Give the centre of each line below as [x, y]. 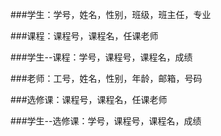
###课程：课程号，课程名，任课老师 [84, 36]
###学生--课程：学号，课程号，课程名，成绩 [101, 57]
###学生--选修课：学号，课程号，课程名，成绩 [106, 121]
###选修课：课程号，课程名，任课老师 [89, 99]
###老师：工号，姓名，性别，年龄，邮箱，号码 [106, 78]
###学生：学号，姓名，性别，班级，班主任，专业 [111, 14]
